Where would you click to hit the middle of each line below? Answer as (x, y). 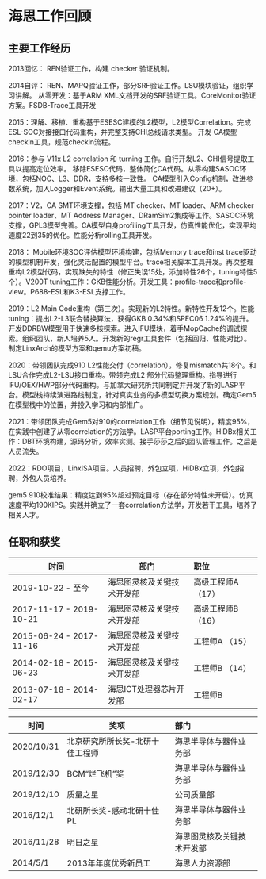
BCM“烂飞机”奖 (95, 773)
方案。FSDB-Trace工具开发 (52, 105)
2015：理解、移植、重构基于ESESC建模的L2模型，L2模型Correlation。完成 (130, 122)
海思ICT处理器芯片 (142, 689)
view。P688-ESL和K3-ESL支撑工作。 (69, 292)
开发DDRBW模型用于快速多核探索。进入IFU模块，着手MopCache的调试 (124, 328)
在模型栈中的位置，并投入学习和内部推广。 (78, 405)
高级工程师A (216, 582)
